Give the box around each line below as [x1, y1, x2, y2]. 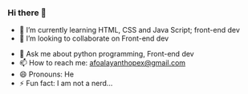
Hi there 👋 [7, 7, 47, 18]
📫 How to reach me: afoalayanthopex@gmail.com [18, 58, 186, 68]
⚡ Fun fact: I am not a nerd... [18, 79, 113, 88]
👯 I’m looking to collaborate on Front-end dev [18, 33, 169, 43]
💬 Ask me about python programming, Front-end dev [18, 49, 194, 59]
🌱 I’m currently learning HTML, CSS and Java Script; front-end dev [18, 25, 240, 35]
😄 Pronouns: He [18, 69, 74, 79]
